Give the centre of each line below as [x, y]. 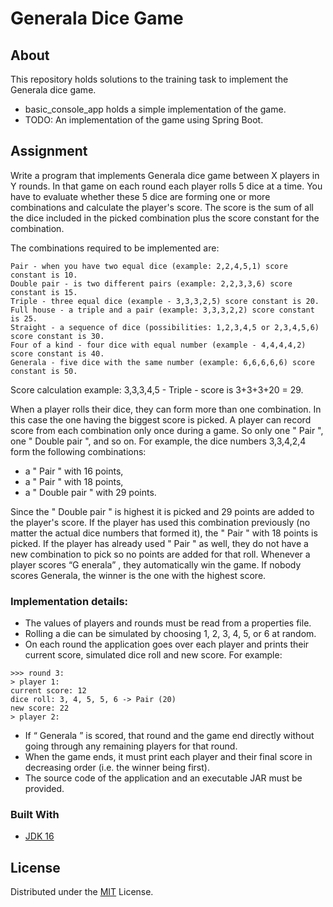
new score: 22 [40, 708]
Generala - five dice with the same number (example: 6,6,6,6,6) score [162, 362]
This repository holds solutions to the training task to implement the [149, 79]
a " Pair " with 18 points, [74, 481]
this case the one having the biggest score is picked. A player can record [161, 419]
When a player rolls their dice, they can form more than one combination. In [166, 409]
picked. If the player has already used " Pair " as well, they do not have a [159, 543]
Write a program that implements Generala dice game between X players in [165, 175]
